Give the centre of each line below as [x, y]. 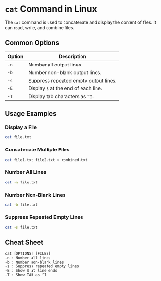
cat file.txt [18, 137]
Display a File [21, 127]
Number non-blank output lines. [65, 72]
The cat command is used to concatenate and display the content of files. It [81, 22]
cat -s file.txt [21, 227]
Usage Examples [31, 113]
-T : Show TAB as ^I [26, 275]
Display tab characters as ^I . [61, 96]
